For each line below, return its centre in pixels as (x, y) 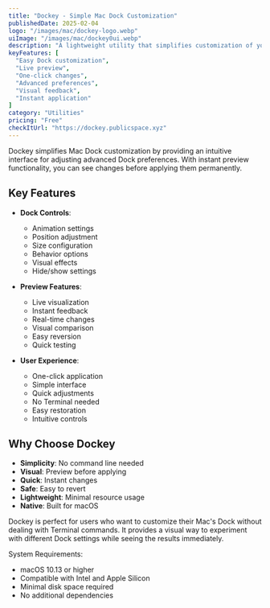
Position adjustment (65, 236)
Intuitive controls (59, 418)
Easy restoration (59, 410)
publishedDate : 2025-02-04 (53, 23)
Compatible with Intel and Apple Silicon (85, 578)
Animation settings (63, 228)
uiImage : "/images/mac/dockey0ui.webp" (75, 38)
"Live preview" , (43, 68)
